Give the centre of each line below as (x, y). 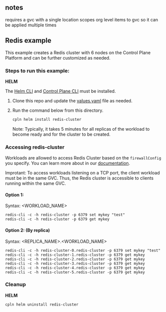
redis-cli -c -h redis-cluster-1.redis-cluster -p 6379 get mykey (75, 255)
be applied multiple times (31, 25)
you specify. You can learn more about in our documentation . (68, 163)
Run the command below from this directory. (58, 110)
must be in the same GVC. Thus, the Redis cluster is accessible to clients (79, 178)
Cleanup (16, 285)
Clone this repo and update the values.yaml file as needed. (72, 100)
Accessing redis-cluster (35, 147)
